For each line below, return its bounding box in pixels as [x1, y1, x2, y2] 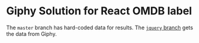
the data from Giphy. [6, 30, 57, 37]
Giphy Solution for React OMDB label [6, 4, 192, 18]
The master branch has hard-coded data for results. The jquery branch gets [6, 24, 194, 31]
